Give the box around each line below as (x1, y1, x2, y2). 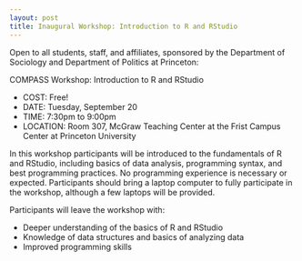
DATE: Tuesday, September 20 (22, 101, 138, 112)
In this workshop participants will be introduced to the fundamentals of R (9, 147, 282, 159)
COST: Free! (22, 92, 69, 103)
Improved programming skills (22, 241, 132, 252)
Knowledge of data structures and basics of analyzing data (22, 231, 245, 242)
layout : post (9, 13, 59, 23)
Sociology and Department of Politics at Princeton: (9, 56, 199, 67)
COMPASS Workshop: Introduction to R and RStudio (9, 74, 205, 85)
